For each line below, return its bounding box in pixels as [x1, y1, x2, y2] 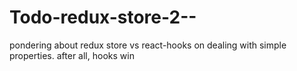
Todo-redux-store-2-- [9, 6, 197, 29]
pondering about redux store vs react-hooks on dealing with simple [9, 39, 287, 51]
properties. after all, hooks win [9, 49, 135, 61]
